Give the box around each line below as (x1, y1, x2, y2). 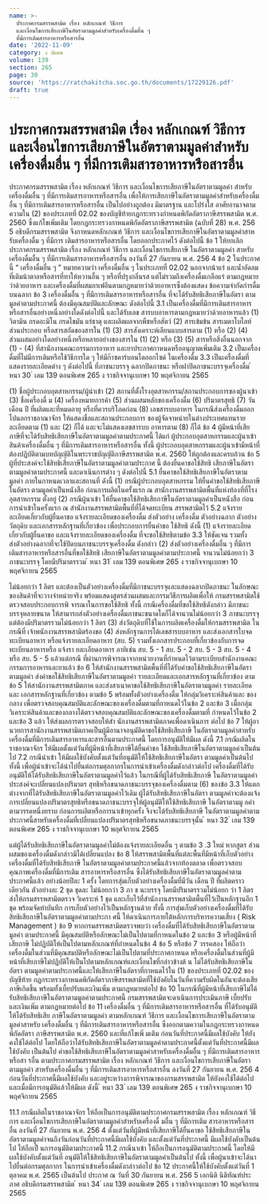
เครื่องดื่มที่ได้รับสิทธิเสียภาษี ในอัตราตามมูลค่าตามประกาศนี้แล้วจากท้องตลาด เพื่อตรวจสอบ (9, 859, 242, 868)
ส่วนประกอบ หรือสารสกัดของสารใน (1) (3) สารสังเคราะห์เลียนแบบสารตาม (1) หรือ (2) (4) (9, 326, 248, 335)
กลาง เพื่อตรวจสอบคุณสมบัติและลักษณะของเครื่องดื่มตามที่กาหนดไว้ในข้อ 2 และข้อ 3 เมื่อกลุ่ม (9, 699, 252, 709)
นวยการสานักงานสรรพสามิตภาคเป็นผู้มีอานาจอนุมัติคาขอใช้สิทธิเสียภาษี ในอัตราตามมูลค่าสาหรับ (9, 725, 256, 735)
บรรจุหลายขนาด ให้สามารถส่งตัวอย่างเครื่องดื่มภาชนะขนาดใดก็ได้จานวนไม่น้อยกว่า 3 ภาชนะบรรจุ (9, 609, 260, 618)
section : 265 (9, 64, 53, 72)
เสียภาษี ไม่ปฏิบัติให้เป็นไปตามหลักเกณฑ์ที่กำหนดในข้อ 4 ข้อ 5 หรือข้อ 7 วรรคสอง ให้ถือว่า (9, 939, 246, 949)
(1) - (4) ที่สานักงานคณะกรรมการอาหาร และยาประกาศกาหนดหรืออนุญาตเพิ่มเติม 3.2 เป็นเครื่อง (9, 344, 261, 353)
